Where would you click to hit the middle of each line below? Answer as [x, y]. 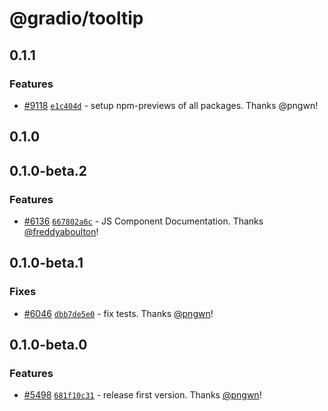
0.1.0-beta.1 [46, 263]
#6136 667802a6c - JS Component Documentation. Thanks [143, 221]
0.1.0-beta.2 [48, 170]
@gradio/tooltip [76, 18]
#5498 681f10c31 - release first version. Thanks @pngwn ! [142, 395]
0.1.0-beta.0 [48, 345]
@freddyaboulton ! [61, 231]
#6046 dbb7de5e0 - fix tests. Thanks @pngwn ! [118, 313]
